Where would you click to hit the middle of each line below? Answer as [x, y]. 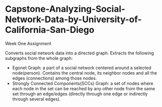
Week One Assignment [28, 43]
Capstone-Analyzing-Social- [65, 9]
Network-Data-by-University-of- [73, 19]
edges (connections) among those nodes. [54, 78]
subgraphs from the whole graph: [39, 58]
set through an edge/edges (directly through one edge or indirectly [80, 94]
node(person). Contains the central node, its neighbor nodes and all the [84, 73]
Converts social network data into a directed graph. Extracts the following [80, 53]
